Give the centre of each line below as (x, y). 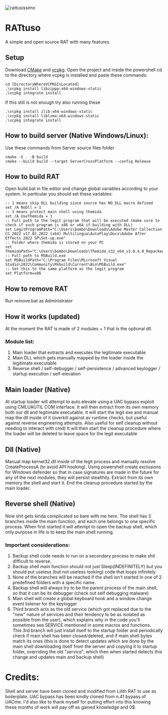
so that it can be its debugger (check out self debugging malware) (80, 593)
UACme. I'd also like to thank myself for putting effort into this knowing (78, 701)
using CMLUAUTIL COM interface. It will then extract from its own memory (82, 407)
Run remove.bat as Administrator (39, 301)
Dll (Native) (23, 450)
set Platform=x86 (23, 273)
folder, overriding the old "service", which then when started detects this (87, 652)
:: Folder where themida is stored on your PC (54, 243)
